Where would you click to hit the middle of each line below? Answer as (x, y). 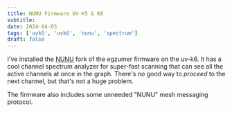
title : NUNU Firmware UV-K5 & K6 (55, 14)
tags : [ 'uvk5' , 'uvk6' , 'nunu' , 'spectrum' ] (72, 33)
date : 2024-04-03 (32, 26)
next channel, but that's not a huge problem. (70, 81)
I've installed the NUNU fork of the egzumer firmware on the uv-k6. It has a (114, 59)
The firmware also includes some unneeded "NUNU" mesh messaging (108, 95)
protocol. (20, 102)
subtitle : (21, 20)
